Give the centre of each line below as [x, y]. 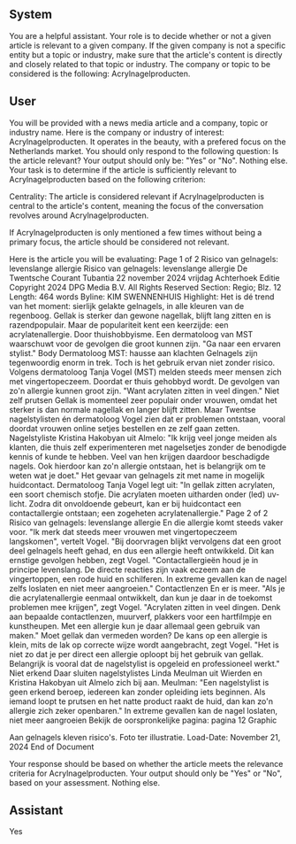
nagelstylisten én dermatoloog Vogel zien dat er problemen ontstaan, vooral [147, 419]
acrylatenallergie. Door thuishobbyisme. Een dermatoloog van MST [131, 334]
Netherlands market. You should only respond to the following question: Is [144, 151]
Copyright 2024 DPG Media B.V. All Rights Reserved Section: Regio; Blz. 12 [145, 287]
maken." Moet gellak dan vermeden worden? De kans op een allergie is [138, 635]
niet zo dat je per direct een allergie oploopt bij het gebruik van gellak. [137, 654]
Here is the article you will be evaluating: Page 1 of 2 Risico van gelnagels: [144, 259]
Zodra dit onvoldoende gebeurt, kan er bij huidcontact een [135, 503]
